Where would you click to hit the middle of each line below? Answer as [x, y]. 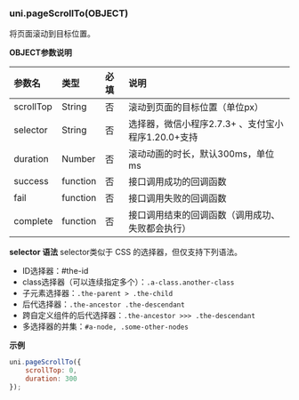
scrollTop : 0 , [51, 371]
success [31, 181]
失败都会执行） [160, 228]
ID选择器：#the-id [55, 271]
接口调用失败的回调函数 [178, 198]
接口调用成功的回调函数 [178, 182]
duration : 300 [51, 379]
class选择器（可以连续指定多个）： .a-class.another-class [128, 282]
